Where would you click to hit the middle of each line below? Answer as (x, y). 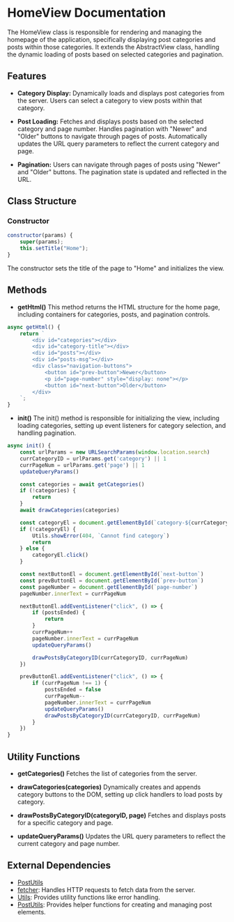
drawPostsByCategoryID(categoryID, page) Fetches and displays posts (122, 815)
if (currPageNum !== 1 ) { (70, 683)
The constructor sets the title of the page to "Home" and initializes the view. (116, 268)
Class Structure (42, 201)
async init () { (29, 446)
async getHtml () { (34, 327)
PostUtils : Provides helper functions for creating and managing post (115, 905)
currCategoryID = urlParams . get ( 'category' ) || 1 (93, 459)
